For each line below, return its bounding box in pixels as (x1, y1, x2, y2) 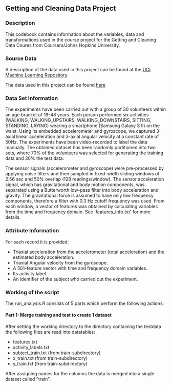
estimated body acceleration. (12, 254, 75, 260)
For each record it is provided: (5, 238, 69, 245)
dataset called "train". (5, 376, 51, 382)
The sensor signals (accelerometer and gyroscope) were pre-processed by (5, 165, 164, 171)
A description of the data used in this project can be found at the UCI (5, 66, 151, 72)
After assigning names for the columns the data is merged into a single (5, 371, 155, 377)
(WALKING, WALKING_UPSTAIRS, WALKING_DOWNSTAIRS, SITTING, (5, 117, 152, 124)
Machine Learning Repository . (5, 72, 69, 78)
